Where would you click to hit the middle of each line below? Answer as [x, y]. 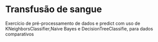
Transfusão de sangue [54, 9]
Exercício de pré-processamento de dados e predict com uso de [73, 23]
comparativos [20, 34]
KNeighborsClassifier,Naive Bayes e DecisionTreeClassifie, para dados [79, 28]
